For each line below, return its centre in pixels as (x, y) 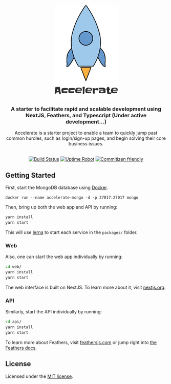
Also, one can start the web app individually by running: (64, 257)
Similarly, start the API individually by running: (54, 312)
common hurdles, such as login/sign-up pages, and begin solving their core (86, 138)
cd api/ (14, 322)
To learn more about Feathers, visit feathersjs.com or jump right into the (81, 342)
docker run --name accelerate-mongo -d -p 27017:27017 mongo (72, 198)
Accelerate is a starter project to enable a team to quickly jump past (86, 133)
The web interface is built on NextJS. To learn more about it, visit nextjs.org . (85, 287)
